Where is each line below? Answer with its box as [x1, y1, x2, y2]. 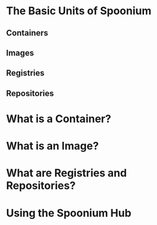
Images [6, 47, 34, 58]
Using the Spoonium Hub [6, 206, 132, 220]
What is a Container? [6, 112, 111, 125]
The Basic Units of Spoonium [6, 4, 152, 18]
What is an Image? [6, 140, 99, 153]
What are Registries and [6, 166, 127, 180]
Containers [6, 28, 49, 38]
